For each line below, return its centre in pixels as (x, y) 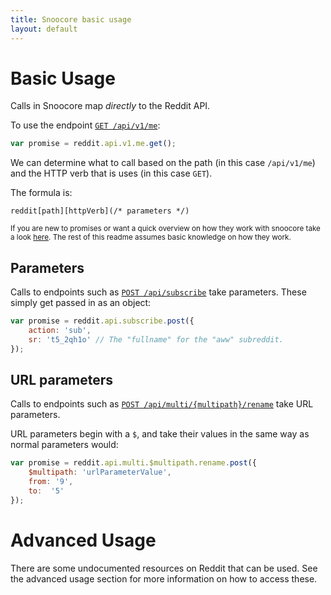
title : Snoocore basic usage (71, 19)
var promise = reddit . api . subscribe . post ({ (102, 321)
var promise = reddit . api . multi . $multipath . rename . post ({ (133, 463)
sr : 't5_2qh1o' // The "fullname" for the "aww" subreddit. (156, 339)
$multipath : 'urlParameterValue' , (100, 472)
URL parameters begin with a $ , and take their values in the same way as (160, 434)
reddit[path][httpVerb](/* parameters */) (100, 211)
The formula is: (41, 193)
